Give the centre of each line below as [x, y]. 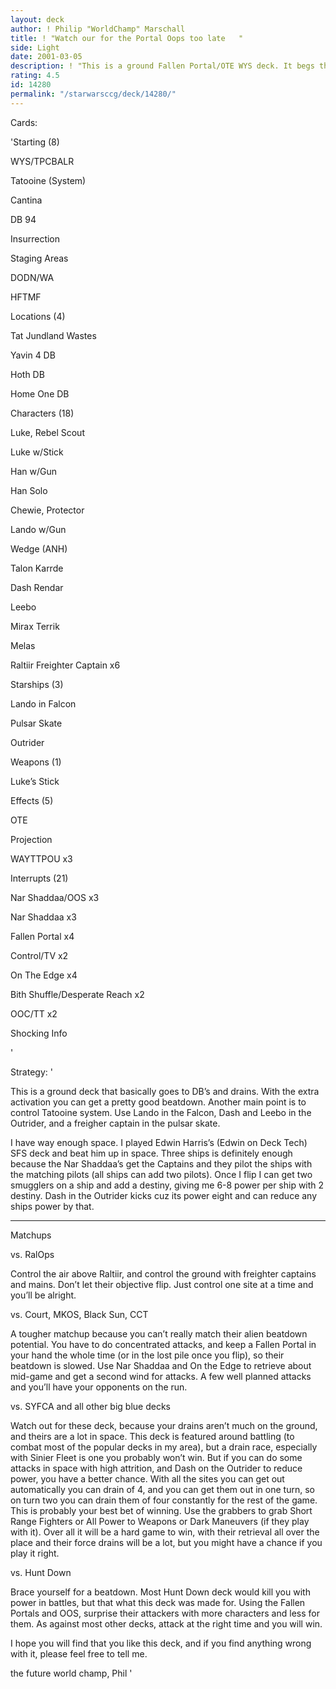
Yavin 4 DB [33, 355]
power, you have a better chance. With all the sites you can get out [147, 1478]
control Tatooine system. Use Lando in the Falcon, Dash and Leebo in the [161, 1112]
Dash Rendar [37, 587]
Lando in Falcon [43, 703]
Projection [31, 839]
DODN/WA [32, 277]
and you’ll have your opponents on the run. [99, 1387]
